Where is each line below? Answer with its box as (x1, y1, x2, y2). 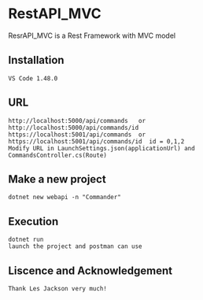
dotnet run (8, 235, 44, 244)
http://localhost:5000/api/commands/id (8, 124, 139, 131)
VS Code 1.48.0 (8, 74, 58, 83)
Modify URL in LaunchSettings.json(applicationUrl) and (8, 144, 195, 152)
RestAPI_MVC (8, 5, 101, 23)
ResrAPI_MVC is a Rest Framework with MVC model (8, 31, 175, 40)
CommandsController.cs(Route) (8, 151, 108, 159)
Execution (8, 214, 59, 228)
